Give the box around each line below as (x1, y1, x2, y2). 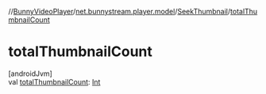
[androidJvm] (8, 69, 53, 78)
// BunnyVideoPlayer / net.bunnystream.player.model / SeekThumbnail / (8, 7, 231, 16)
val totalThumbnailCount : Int (8, 77, 101, 86)
